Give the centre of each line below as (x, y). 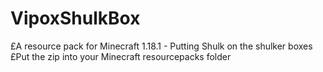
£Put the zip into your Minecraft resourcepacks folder (121, 56)
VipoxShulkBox (75, 18)
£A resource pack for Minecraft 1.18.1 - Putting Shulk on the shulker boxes (161, 46)
